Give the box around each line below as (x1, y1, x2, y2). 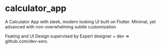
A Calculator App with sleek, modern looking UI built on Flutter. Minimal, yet (5, 19, 156, 24)
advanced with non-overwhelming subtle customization (5, 24, 116, 29)
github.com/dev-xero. (5, 38, 48, 44)
